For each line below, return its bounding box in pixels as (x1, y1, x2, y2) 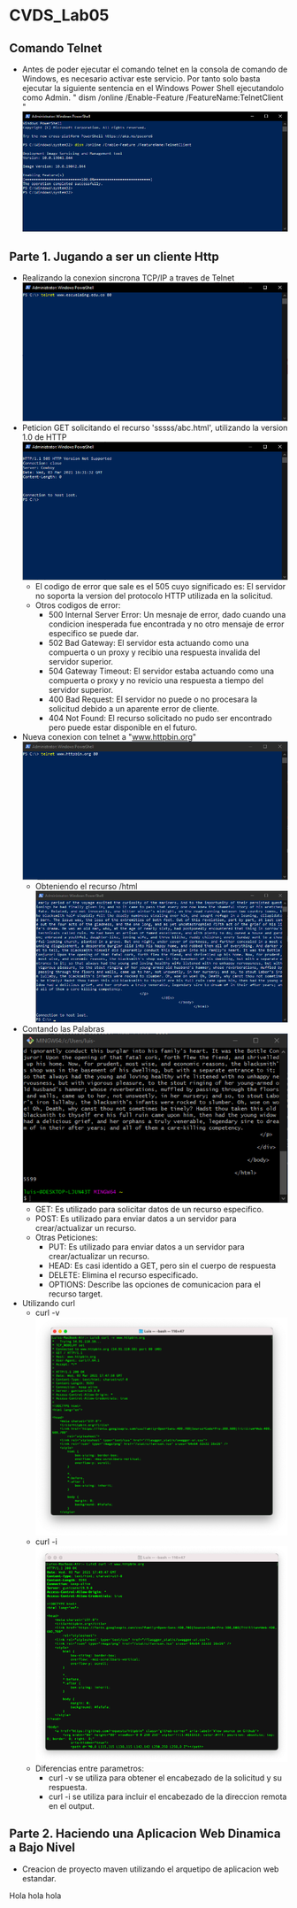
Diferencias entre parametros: (34, 1763, 144, 1773)
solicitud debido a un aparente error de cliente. (48, 704, 219, 714)
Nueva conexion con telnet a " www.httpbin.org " (21, 732, 197, 742)
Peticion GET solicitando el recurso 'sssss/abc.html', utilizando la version (21, 422, 288, 433)
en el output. (48, 1800, 95, 1811)
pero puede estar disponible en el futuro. (48, 722, 198, 733)
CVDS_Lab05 (9, 5, 110, 26)
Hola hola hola (9, 1890, 62, 1901)
